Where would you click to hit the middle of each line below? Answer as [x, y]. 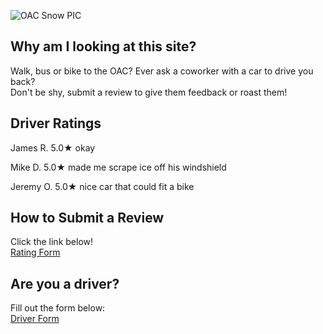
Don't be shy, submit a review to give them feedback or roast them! [149, 92]
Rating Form [35, 252]
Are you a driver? [65, 283]
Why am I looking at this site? [103, 46]
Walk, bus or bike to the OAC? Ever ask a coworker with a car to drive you [162, 71]
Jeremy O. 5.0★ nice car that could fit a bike [102, 186]
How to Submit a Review [87, 218]
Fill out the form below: [58, 308]
